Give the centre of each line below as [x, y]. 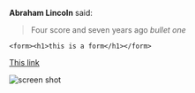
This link [24, 62]
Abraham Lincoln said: [51, 13]
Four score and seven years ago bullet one [109, 30]
